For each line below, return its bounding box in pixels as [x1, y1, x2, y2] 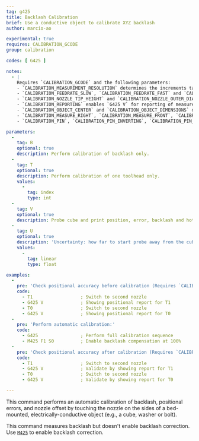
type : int [27, 195, 52, 201]
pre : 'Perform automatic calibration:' [17, 322, 115, 328]
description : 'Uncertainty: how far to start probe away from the [17, 239, 184, 245]
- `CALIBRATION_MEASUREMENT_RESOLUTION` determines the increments [17, 85, 187, 91]
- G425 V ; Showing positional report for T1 [21, 299, 171, 306]
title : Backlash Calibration [6, 14, 78, 20]
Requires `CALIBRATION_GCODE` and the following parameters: [17, 80, 171, 85]
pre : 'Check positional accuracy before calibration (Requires [17, 283, 176, 289]
